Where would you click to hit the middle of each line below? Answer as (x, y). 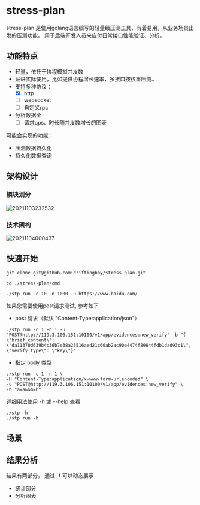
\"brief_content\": (31, 340)
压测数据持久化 (33, 148)
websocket (37, 100)
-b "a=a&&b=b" (24, 389)
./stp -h (17, 413)
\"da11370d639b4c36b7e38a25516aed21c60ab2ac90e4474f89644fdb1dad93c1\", (99, 345)
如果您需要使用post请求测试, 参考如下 (52, 306)
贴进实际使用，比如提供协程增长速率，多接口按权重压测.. (84, 79)
